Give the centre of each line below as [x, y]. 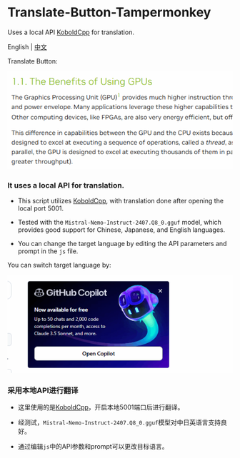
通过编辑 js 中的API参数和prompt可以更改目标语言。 [93, 447]
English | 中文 [27, 46]
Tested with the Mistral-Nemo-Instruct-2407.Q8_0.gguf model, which [119, 223]
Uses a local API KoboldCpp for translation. [71, 32]
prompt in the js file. [48, 251]
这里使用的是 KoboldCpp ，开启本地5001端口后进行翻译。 [101, 407]
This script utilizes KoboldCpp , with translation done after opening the [120, 201]
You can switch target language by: [60, 265]
